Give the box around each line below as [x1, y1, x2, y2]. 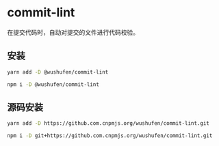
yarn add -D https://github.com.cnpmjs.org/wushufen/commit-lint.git [7, 120, 210, 127]
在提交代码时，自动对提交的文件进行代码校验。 [7, 28, 139, 36]
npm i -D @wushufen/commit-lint [7, 81, 99, 88]
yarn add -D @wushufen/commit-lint [7, 68, 109, 76]
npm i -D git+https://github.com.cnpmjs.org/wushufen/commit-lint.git [7, 132, 213, 139]
